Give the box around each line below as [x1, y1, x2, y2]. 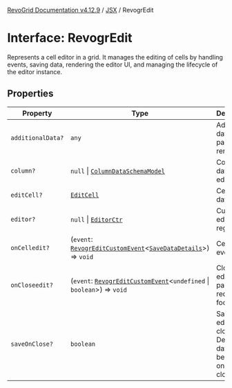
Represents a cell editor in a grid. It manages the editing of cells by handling [7, 53, 223, 61]
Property [22, 108, 52, 118]
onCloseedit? [10, 281, 54, 289]
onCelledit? [10, 244, 50, 252]
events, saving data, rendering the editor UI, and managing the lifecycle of [7, 60, 218, 69]
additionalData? [10, 134, 64, 141]
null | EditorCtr [70, 214, 123, 224]
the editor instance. [7, 67, 63, 76]
